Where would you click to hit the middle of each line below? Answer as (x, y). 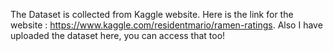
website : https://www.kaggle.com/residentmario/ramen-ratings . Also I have (166, 25)
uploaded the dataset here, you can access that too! (118, 35)
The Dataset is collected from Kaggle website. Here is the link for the (152, 14)
